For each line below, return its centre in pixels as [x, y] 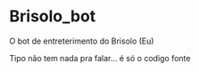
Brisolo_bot [53, 16]
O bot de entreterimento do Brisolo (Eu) [82, 41]
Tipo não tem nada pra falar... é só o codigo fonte [100, 58]
